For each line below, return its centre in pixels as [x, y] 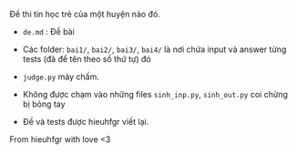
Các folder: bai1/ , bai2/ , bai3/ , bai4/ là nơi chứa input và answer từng [154, 49]
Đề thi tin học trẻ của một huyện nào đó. [85, 14]
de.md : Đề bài [48, 31]
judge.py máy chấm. [61, 77]
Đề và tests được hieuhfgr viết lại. [86, 122]
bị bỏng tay [44, 104]
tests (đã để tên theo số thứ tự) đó [87, 59]
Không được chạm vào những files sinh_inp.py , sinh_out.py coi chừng [155, 94]
